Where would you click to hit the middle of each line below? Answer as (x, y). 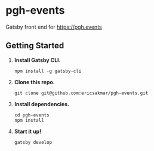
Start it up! (28, 131)
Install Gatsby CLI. (37, 60)
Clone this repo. (34, 82)
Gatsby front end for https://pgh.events (54, 27)
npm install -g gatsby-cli (48, 71)
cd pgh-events (32, 115)
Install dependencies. (42, 104)
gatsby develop (33, 142)
